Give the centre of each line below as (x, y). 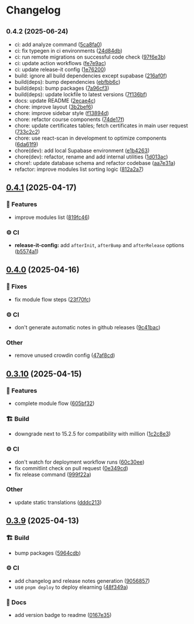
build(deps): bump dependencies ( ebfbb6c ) (67, 82)
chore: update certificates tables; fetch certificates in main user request (101, 126)
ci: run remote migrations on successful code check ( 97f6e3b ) (90, 57)
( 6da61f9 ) (26, 144)
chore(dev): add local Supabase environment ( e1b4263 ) (82, 151)
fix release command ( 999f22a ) (53, 474)
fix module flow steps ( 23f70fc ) (52, 299)
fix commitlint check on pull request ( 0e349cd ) (71, 468)
